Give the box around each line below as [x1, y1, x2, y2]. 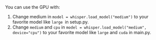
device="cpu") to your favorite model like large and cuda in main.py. [12, 30, 151, 35]
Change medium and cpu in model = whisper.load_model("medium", [12, 24, 147, 30]
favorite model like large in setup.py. [12, 19, 89, 25]
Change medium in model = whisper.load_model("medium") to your [12, 14, 149, 19]
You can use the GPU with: [5, 4, 60, 10]
